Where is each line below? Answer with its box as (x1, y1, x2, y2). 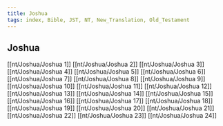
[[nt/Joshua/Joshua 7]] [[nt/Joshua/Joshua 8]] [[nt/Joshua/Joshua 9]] (7, 75, 206, 83)
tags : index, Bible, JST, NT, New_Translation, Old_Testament (7, 17, 190, 23)
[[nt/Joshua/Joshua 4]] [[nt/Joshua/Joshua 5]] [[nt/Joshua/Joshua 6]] (7, 67, 206, 76)
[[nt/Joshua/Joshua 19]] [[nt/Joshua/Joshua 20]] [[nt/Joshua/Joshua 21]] (7, 104, 215, 112)
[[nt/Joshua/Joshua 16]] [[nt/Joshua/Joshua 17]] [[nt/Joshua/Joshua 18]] (7, 97, 213, 105)
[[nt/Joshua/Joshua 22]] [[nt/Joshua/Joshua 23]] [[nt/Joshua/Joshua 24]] (7, 112, 217, 120)
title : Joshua (7, 10, 48, 17)
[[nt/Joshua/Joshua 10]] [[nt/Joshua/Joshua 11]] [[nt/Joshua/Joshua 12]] (7, 82, 212, 90)
